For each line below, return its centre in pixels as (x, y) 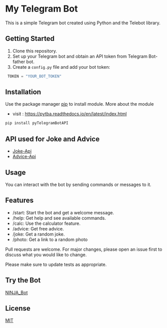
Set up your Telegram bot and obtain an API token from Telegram (80, 56)
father (19, 62)
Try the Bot (23, 280)
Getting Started (30, 39)
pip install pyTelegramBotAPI (37, 123)
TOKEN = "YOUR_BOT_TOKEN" (34, 76)
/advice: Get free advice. (38, 228)
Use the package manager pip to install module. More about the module (80, 104)
